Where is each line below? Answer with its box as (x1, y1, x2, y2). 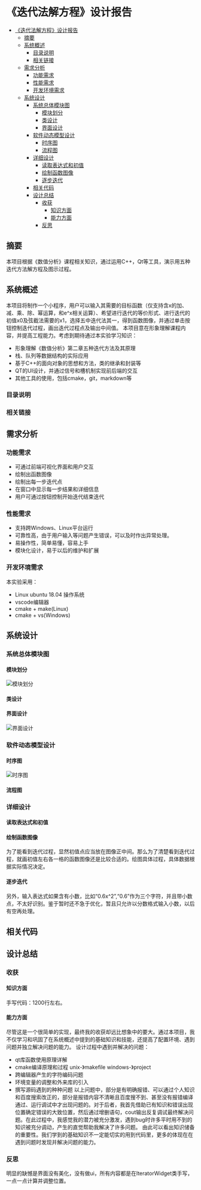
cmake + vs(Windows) (14, 612, 71, 619)
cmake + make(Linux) (14, 605, 69, 612)
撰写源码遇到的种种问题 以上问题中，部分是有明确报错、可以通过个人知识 (14, 1086, 195, 1093)
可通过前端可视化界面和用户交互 (14, 463, 94, 470)
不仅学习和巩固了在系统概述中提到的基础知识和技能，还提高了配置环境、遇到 (6, 1036, 195, 1043)
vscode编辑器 (14, 598, 50, 606)
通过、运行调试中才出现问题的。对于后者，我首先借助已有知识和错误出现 (14, 1101, 193, 1108)
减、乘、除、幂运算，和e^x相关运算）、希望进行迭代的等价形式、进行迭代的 (6, 309, 190, 316)
